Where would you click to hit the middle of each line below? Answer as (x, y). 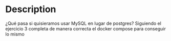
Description (31, 9)
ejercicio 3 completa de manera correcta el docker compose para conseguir (86, 28)
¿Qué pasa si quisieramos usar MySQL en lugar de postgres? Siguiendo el (83, 23)
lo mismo (15, 34)
